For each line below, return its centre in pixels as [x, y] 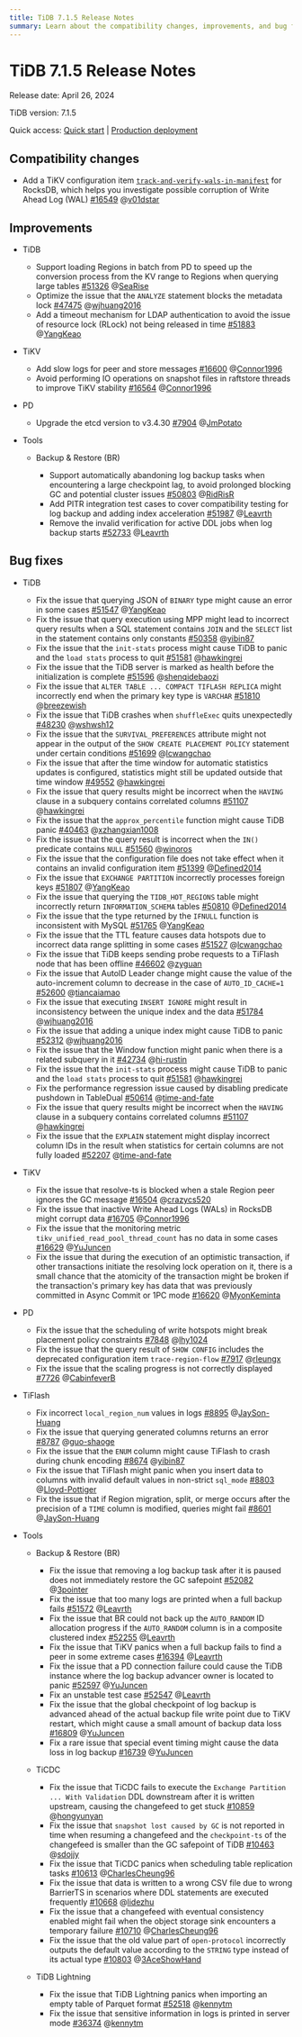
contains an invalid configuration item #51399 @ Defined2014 [149, 868]
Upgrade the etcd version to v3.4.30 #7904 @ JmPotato [139, 423]
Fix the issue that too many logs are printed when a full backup [166, 1598]
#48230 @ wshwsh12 [75, 724]
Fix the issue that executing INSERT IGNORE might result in [141, 1001]
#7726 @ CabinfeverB [75, 1378]
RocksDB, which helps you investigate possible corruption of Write [146, 190]
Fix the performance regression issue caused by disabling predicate [162, 1088]
